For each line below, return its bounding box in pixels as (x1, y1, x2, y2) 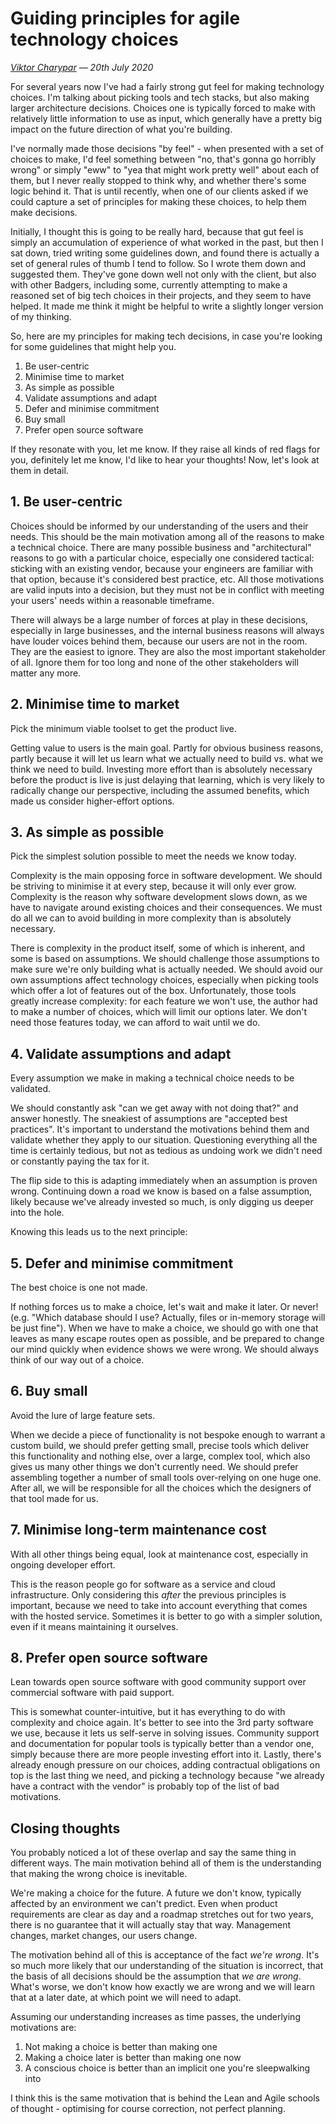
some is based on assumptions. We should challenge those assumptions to (10, 953, 320, 965)
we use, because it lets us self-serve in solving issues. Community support (10, 1727, 320, 1739)
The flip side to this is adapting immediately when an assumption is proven (10, 1175, 318, 1187)
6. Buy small (10, 1383, 88, 1400)
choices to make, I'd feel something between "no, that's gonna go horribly (10, 153, 317, 165)
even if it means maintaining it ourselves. (10, 1620, 179, 1632)
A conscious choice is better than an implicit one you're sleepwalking (24, 2062, 311, 2074)
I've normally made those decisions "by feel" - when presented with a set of (10, 142, 324, 154)
